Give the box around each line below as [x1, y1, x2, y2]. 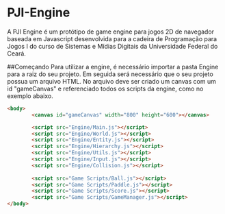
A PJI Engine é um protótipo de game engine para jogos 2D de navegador [7, 27, 214, 36]
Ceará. [7, 49, 26, 58]
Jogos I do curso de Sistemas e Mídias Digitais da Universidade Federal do [7, 42, 218, 50]
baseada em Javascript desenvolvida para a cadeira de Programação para [7, 34, 217, 43]
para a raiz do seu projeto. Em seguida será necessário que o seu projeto [7, 70, 213, 78]
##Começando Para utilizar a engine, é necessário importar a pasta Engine [7, 62, 219, 71]
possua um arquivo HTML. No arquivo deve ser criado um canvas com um [7, 77, 217, 85]
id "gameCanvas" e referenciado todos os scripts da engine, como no [7, 84, 204, 93]
